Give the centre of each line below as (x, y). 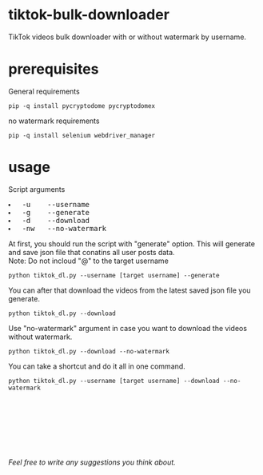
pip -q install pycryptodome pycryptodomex (82, 106)
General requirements (44, 91)
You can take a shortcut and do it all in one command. (97, 366)
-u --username (56, 204)
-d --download (56, 220)
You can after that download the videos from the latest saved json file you (130, 290)
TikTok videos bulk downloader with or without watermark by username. (127, 37)
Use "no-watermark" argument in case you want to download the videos (128, 328)
